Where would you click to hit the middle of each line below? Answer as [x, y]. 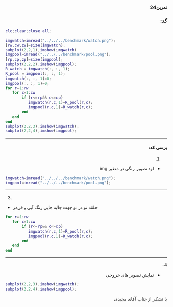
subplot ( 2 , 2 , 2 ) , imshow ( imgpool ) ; [41, 64]
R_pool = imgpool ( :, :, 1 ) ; [35, 74]
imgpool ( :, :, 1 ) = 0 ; [27, 83]
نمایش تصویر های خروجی [130, 275]
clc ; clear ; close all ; [28, 31]
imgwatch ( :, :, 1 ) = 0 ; [28, 79]
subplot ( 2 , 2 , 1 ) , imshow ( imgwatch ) [41, 50]
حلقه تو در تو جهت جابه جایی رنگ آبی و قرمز [55, 207]
